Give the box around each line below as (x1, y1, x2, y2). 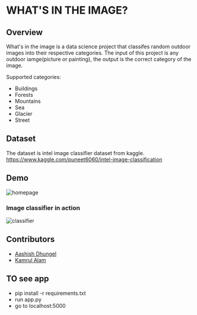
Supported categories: (6, 74, 61, 80)
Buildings (14, 85, 38, 92)
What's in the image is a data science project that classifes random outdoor (6, 43, 191, 50)
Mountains (14, 97, 41, 105)
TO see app (6, 274, 49, 284)
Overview (6, 27, 43, 37)
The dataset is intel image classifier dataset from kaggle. (6, 149, 145, 156)
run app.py (14, 295, 42, 303)
